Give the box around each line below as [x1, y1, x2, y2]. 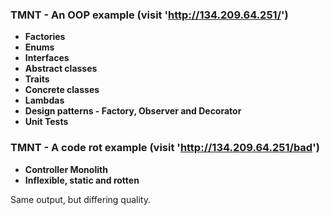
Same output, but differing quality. [10, 193, 151, 205]
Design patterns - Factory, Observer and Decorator [24, 105, 242, 117]
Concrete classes [24, 84, 100, 96]
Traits [24, 73, 50, 85]
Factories [24, 31, 66, 43]
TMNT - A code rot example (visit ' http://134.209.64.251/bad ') [10, 141, 320, 155]
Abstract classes [24, 63, 98, 75]
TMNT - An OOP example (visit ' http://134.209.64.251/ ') [10, 8, 289, 22]
